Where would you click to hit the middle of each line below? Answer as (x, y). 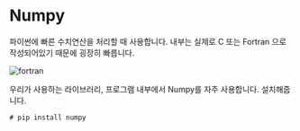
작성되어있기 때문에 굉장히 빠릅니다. (72, 52)
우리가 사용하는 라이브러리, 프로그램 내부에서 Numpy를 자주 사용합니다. (134, 89)
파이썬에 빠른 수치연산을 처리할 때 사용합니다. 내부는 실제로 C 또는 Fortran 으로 (148, 41)
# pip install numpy (48, 118)
